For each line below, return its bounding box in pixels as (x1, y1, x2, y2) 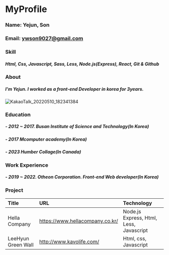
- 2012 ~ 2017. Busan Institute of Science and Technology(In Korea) (5, 123, 149, 130)
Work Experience (5, 162, 49, 169)
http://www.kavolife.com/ (39, 238, 100, 245)
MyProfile (5, 4, 47, 15)
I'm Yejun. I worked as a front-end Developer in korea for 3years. (5, 86, 144, 92)
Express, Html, (123, 214, 157, 221)
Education (5, 111, 31, 118)
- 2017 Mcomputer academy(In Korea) (5, 136, 87, 142)
